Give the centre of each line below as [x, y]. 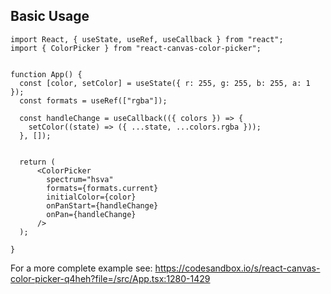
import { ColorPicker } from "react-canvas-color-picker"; [136, 48]
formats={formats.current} [102, 188]
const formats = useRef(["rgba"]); [93, 100]
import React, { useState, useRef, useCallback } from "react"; [147, 39]
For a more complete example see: [81, 268]
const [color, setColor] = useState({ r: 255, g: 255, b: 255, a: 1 [165, 83]
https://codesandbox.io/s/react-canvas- [237, 268]
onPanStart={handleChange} [102, 205]
